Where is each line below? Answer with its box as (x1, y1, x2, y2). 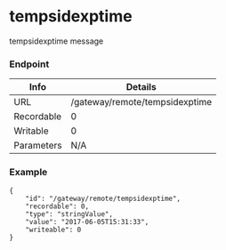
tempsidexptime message (9, 36, 104, 46)
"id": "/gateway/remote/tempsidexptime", (25, 194, 181, 203)
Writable (13, 125, 49, 137)
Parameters (13, 140, 62, 152)
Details (125, 81, 157, 93)
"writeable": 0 (25, 225, 82, 234)
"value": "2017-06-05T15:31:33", (25, 217, 149, 226)
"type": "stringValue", (25, 209, 114, 219)
